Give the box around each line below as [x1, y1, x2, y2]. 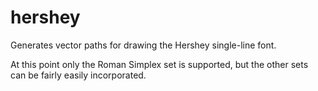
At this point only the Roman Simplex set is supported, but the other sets [10, 58, 309, 70]
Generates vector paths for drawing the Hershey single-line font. [10, 39, 277, 51]
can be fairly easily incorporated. [10, 69, 147, 81]
